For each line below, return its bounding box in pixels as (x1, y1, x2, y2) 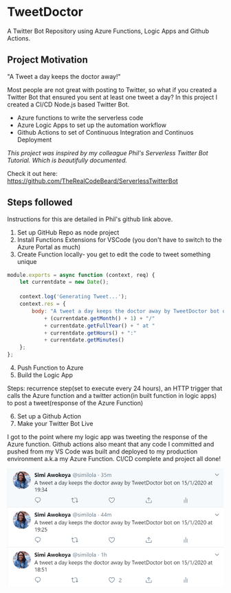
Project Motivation (7, 54, 88, 66)
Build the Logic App (16, 371, 74, 379)
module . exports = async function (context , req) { (7, 271, 155, 278)
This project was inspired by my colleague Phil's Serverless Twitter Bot (7, 148, 208, 157)
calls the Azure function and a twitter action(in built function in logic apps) (7, 392, 217, 400)
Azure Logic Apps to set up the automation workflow (16, 121, 167, 129)
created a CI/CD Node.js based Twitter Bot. (7, 100, 130, 109)
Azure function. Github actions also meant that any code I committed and (7, 440, 214, 449)
